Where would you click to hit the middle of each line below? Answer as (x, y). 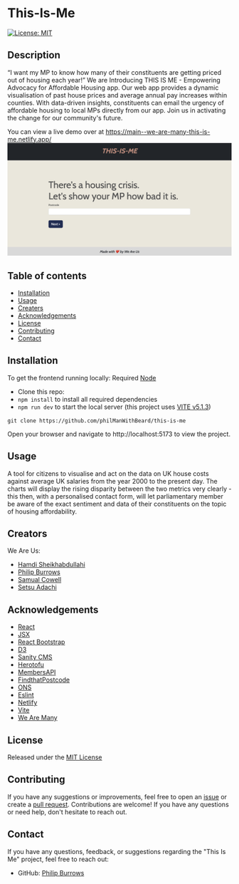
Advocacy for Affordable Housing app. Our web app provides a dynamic (113, 88)
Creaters (31, 308)
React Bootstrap (41, 642)
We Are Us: (24, 551)
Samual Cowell (39, 580)
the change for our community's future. (65, 118)
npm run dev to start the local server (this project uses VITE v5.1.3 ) (114, 407)
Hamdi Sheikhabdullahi (51, 565)
